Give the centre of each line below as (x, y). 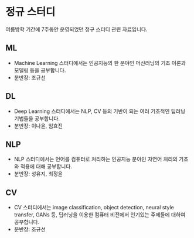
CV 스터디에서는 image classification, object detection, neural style (94, 208)
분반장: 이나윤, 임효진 (38, 126)
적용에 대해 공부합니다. (46, 167)
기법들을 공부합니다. (37, 118)
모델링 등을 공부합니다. (40, 70)
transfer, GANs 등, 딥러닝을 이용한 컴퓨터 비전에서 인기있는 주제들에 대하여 (100, 215)
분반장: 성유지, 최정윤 (38, 174)
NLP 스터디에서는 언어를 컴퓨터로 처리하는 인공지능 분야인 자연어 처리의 (96, 159)
